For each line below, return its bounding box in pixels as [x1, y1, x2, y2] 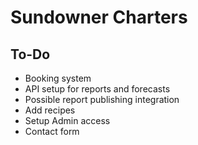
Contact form [24, 126, 80, 137]
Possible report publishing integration [24, 94, 180, 105]
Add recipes [24, 104, 76, 116]
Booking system [24, 72, 92, 84]
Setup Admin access [24, 115, 111, 126]
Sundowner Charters [10, 6, 188, 29]
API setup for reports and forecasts [24, 83, 171, 95]
